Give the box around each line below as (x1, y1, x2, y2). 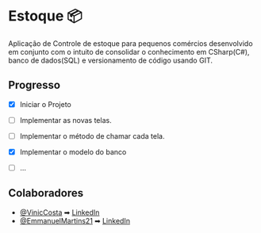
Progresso (8, 78, 61, 92)
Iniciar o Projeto (19, 99, 71, 109)
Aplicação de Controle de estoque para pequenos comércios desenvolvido (8, 38, 253, 48)
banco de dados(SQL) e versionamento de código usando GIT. (8, 55, 213, 65)
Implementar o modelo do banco (19, 147, 127, 156)
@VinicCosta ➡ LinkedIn (19, 208, 100, 217)
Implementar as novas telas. (19, 115, 113, 124)
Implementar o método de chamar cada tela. (19, 131, 165, 140)
